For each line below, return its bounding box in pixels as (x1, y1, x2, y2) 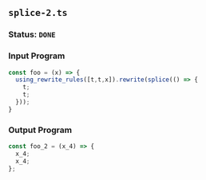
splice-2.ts (8, 7, 68, 19)
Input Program (8, 50, 65, 61)
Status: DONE (8, 29, 56, 40)
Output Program (8, 124, 73, 135)
